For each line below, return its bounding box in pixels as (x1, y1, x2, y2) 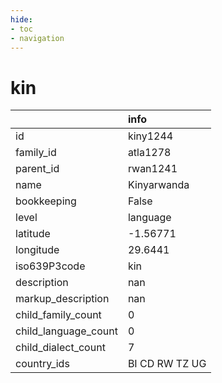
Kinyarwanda (127, 178, 190, 192)
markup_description (15, 292, 110, 306)
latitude (15, 227, 51, 241)
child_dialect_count (15, 341, 106, 355)
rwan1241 (127, 162, 178, 176)
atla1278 (127, 146, 172, 160)
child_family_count (15, 308, 102, 322)
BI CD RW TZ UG (127, 357, 207, 371)
